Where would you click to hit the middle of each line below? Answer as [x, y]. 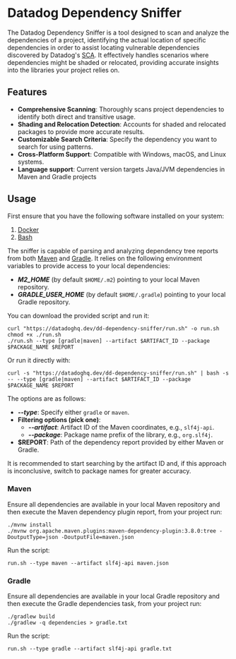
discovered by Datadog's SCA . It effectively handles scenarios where [108, 55]
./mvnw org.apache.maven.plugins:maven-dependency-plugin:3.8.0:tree [112, 531]
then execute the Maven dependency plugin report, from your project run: [115, 512]
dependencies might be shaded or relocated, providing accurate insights [113, 62]
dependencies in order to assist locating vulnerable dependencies [104, 47]
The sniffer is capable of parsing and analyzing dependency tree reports [113, 250]
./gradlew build [31, 617]
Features [27, 92]
